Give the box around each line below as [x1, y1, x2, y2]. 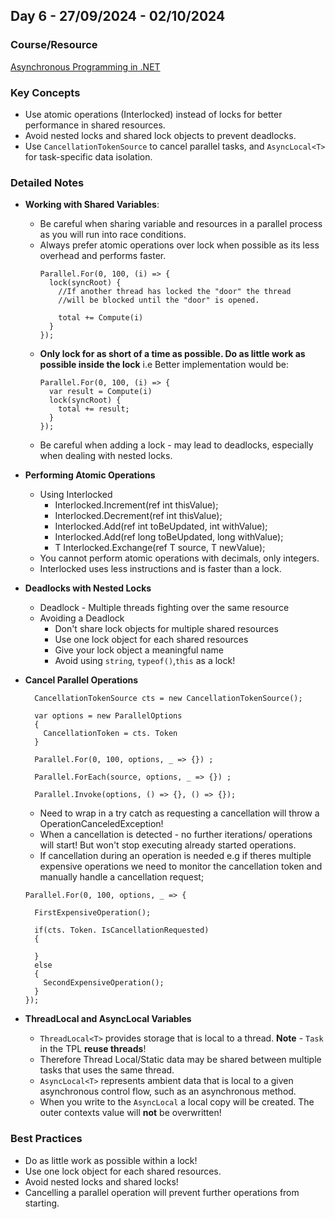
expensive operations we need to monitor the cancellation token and [39, 860, 323, 873]
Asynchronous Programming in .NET [10, 60, 161, 73]
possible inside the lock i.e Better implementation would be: [39, 359, 289, 371]
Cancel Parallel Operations [24, 674, 139, 686]
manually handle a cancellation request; [39, 871, 205, 883]
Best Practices [10, 1132, 83, 1146]
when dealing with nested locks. [39, 450, 173, 462]
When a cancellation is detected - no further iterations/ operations [39, 829, 313, 841]
